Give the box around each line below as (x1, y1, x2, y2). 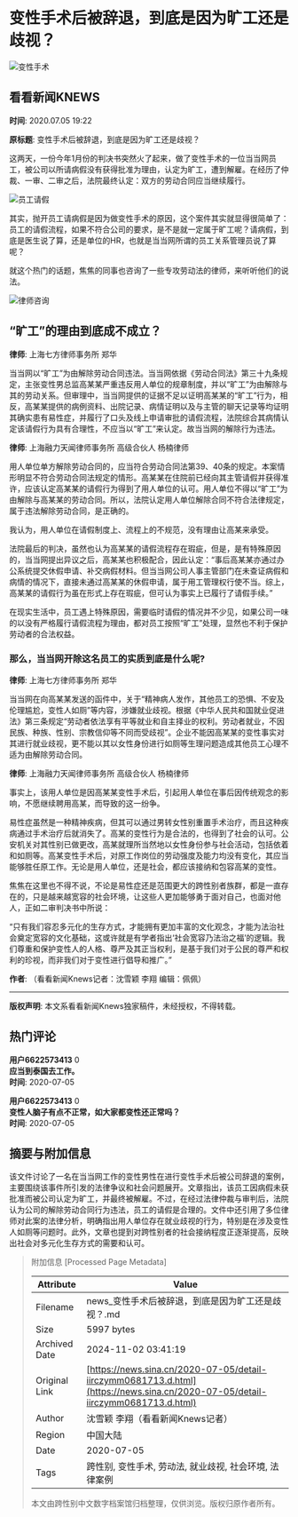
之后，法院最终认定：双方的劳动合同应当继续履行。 (63, 175, 250, 186)
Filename (35, 1301, 74, 1314)
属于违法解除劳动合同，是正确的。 (9, 505, 134, 516)
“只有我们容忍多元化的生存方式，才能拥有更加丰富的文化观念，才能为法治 (9, 921, 278, 932)
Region (35, 1429, 65, 1442)
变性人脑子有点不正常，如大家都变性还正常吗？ (9, 1107, 180, 1117)
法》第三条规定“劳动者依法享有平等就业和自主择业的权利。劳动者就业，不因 (9, 716, 286, 727)
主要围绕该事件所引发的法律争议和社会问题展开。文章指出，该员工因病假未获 (9, 1182, 289, 1193)
